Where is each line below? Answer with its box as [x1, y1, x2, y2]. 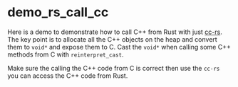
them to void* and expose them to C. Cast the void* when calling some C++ [7, 42, 232, 51]
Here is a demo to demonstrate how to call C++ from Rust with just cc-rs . [7, 28, 223, 36]
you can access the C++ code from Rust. [7, 71, 128, 80]
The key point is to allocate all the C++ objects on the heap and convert [7, 35, 217, 43]
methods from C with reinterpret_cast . [7, 50, 124, 59]
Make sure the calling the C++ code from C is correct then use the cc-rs [7, 64, 220, 72]
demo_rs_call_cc [7, 4, 109, 21]
